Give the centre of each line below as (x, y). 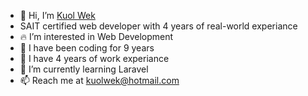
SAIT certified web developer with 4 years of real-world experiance (158, 26)
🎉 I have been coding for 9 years (87, 48)
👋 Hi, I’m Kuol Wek (57, 15)
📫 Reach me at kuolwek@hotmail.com (99, 80)
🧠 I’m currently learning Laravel (84, 69)
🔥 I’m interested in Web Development (96, 36)
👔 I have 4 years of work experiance (94, 58)
